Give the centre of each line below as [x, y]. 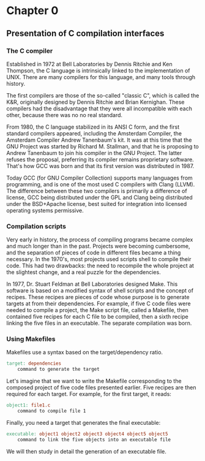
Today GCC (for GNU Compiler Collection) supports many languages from [99, 178]
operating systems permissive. [45, 210]
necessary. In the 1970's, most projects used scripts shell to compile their [99, 259]
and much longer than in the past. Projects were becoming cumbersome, [98, 246]
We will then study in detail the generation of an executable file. [87, 451]
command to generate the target [58, 369]
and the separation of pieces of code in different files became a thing [94, 253]
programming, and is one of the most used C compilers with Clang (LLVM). [101, 184]
